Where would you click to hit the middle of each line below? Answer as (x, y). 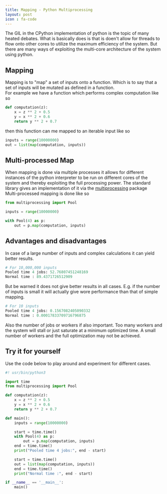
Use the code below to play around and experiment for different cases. (78, 363)
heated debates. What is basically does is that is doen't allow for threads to (82, 38)
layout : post (19, 14)
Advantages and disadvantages (56, 241)
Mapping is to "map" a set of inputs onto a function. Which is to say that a (81, 82)
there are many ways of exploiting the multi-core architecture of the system (83, 49)
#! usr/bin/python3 (25, 372)
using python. (19, 54)
